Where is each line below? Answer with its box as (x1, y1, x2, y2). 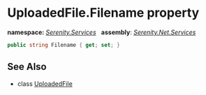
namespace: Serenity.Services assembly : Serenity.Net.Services (7, 28, 196, 36)
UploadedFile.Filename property (7, 5, 200, 21)
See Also (7, 61, 47, 73)
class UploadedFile (17, 79, 73, 88)
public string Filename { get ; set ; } (7, 41, 120, 48)
